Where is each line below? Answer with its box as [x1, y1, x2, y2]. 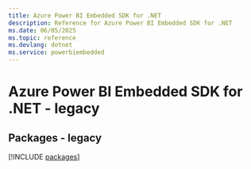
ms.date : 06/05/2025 [8, 26, 77, 34]
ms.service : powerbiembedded [8, 48, 105, 56]
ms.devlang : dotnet [8, 41, 73, 49]
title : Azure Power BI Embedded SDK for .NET [8, 11, 161, 20]
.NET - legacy [8, 100, 100, 117]
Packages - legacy [8, 131, 102, 144]
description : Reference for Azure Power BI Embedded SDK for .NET [8, 19, 233, 27]
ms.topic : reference [8, 33, 77, 42]
